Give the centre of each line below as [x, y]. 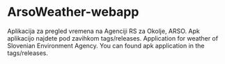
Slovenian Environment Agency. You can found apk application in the [106, 45]
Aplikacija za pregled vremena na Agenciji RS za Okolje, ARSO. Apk [103, 31]
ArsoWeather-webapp [73, 12]
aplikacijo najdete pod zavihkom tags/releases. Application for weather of [113, 38]
